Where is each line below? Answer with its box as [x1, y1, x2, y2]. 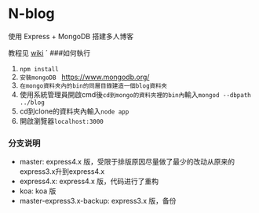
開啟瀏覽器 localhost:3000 [19, 116, 104, 125]
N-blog [8, 5, 55, 23]
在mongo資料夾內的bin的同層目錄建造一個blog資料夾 [19, 81, 167, 90]
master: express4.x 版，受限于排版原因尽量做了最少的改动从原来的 [19, 157, 235, 167]
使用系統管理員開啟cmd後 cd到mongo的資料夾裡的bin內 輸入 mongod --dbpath [19, 89, 251, 99]
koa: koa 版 [19, 186, 57, 196]
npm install [19, 65, 59, 73]
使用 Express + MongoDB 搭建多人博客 [8, 31, 134, 41]
